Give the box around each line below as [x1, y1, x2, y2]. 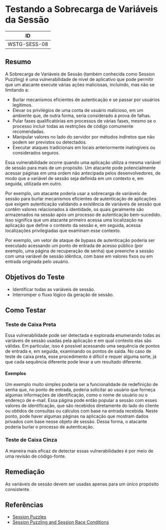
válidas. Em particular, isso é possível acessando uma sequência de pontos [5, 343, 160, 349]
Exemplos [5, 370, 26, 376]
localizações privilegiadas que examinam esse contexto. [5, 227, 121, 233]
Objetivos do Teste [5, 273, 65, 281]
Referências [5, 500, 44, 509]
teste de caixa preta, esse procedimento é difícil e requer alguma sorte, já [5, 353, 157, 359]
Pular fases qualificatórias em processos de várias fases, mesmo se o [12, 117, 156, 123]
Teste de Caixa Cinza [5, 436, 57, 443]
